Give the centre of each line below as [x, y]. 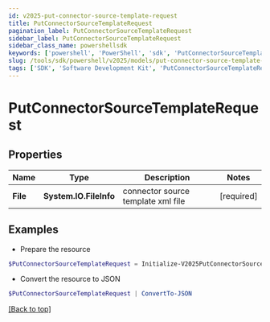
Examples [33, 230]
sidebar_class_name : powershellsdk [68, 46]
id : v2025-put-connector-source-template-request [93, 16]
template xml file [154, 200]
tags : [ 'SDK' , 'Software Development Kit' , [82, 68]
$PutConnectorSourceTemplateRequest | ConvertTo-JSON [100, 294]
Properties [35, 155]
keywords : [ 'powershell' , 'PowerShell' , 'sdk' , [90, 53]
